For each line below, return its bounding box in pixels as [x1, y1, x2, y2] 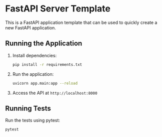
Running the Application [5, 39, 82, 48]
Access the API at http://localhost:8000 [12, 90, 97, 96]
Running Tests [5, 104, 51, 113]
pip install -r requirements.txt [12, 62, 82, 67]
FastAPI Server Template [5, 3, 111, 14]
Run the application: [12, 71, 54, 77]
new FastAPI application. [5, 24, 56, 30]
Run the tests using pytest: [5, 118, 60, 124]
